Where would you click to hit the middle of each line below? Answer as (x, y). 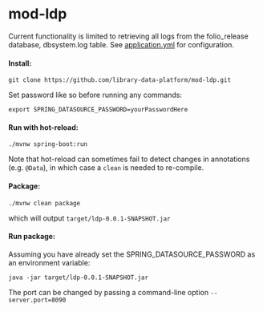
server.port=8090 (37, 300)
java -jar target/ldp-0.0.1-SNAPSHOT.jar (79, 278)
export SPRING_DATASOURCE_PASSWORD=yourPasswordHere (98, 110)
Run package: (32, 237)
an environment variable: (49, 262)
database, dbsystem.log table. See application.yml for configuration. (121, 44)
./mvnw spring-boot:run (48, 144)
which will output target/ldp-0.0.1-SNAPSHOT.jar (89, 218)
